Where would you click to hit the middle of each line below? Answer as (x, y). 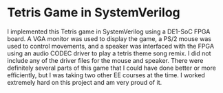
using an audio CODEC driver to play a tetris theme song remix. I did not (109, 53)
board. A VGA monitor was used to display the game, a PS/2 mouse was (109, 38)
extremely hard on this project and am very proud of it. (85, 82)
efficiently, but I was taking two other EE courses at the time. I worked (106, 75)
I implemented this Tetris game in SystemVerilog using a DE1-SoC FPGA (109, 31)
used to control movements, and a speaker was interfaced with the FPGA (111, 46)
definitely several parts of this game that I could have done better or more (112, 68)
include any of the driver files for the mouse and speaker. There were (105, 60)
